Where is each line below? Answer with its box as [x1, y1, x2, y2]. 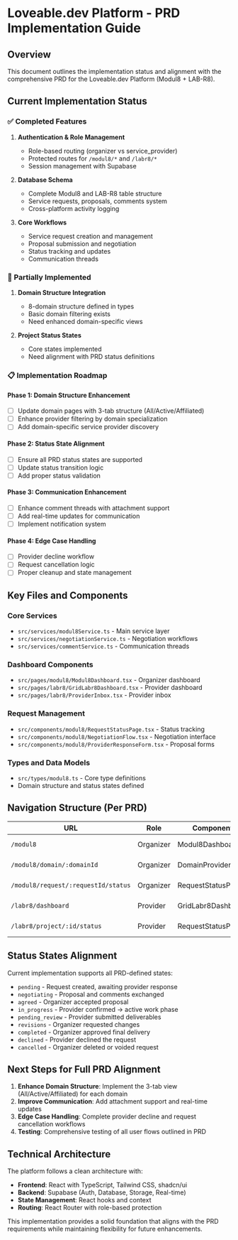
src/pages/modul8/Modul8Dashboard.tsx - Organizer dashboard [17, 676, 200, 684]
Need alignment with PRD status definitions [28, 352, 155, 360]
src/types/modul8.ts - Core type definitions [17, 774, 147, 782]
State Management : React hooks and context [17, 1196, 152, 1204]
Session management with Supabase [28, 161, 137, 170]
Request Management [7, 708, 85, 718]
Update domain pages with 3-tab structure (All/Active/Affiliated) [17, 406, 205, 415]
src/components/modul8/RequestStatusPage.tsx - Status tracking [17, 725, 205, 733]
